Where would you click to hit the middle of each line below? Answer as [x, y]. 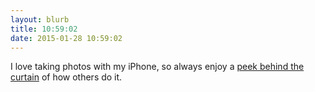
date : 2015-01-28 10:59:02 [66, 38]
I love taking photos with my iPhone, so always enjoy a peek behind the [157, 67]
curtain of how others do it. [66, 77]
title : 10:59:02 [44, 29]
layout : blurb [40, 19]
